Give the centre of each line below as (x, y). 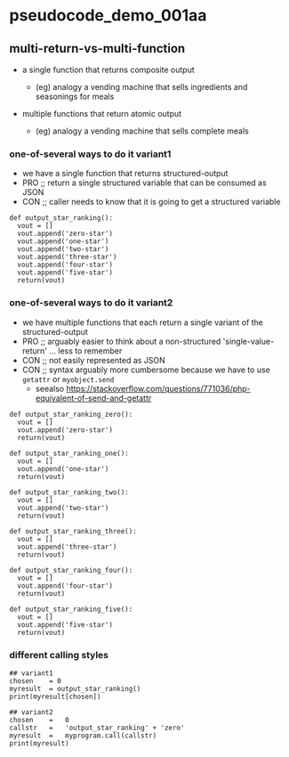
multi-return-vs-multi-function (97, 49)
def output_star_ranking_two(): (69, 492)
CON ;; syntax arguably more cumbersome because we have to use (146, 370)
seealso (50, 388)
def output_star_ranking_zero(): (71, 414)
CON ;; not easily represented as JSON (94, 360)
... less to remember (85, 350)
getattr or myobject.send (68, 378)
